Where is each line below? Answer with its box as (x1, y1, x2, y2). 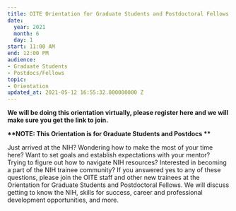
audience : (7, 56, 37, 64)
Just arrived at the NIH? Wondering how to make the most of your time (7, 143, 213, 152)
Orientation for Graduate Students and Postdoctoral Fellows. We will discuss (7, 181, 230, 189)
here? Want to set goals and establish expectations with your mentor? (7, 151, 211, 159)
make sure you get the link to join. (7, 116, 109, 124)
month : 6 (13, 30, 40, 37)
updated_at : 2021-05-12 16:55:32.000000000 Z (7, 89, 143, 96)
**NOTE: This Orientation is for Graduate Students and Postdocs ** (7, 130, 211, 138)
